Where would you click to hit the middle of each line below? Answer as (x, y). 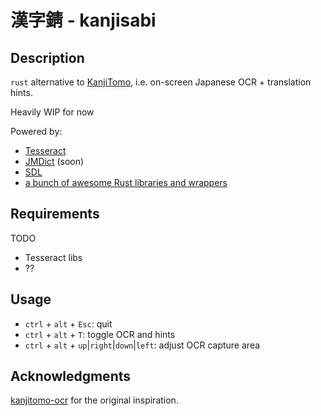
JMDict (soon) (54, 161)
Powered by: (36, 131)
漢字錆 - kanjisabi (83, 20)
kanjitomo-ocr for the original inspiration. (94, 400)
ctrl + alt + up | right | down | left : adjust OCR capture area (142, 345)
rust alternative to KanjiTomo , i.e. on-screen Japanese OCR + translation (161, 82)
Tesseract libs (53, 257)
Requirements (55, 214)
